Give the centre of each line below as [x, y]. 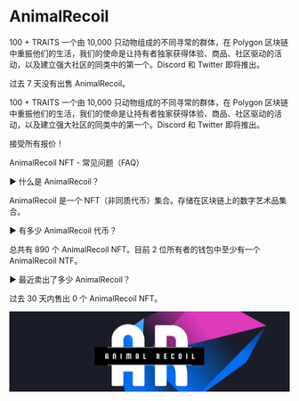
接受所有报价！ [36, 143]
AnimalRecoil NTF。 [46, 260]
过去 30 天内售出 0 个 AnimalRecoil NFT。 [86, 298]
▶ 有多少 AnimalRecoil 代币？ [63, 230]
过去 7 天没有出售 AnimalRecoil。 [70, 83]
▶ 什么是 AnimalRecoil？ [54, 181]
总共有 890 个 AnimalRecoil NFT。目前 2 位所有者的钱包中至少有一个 [135, 249]
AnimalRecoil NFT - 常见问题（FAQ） [77, 162]
